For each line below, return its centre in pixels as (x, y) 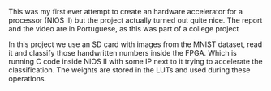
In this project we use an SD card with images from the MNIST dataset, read (135, 44)
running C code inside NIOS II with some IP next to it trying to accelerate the (135, 61)
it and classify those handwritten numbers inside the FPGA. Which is (123, 53)
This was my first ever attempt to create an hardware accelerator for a (126, 12)
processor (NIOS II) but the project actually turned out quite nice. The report (135, 20)
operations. (28, 79)
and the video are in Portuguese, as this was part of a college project (124, 29)
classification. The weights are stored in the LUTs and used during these (129, 70)
